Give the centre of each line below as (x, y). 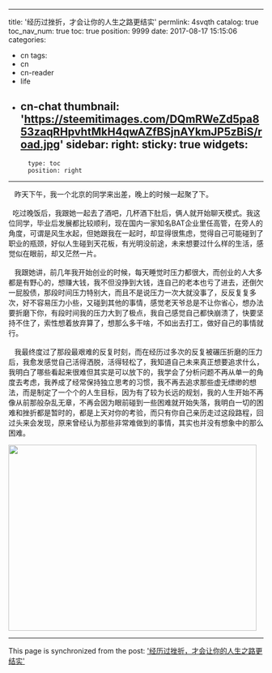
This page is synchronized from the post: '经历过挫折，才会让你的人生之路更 (136, 650)
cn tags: (34, 55)
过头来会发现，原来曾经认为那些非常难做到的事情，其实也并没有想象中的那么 (136, 422)
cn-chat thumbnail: (70, 107)
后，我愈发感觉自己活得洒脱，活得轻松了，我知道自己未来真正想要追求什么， (136, 362)
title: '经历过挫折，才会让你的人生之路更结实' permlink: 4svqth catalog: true (134, 22)
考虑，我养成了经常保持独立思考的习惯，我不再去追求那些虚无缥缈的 (136, 382)
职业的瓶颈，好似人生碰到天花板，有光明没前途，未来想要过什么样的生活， (132, 243)
